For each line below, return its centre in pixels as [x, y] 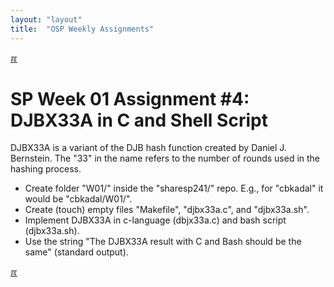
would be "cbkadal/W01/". [78, 199]
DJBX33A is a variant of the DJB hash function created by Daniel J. [148, 148]
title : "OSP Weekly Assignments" [82, 29]
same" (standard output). [76, 252]
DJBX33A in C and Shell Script [139, 120]
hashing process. [46, 169]
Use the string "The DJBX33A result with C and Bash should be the [163, 242]
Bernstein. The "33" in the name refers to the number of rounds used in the [165, 158]
